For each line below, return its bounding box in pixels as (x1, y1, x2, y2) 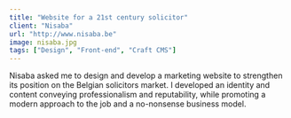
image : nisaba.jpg (9, 37, 77, 47)
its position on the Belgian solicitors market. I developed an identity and (9, 80, 271, 90)
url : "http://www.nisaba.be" (9, 29, 117, 38)
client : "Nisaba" (9, 21, 74, 30)
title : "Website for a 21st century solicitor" (9, 12, 189, 22)
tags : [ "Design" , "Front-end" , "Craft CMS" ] (9, 46, 177, 55)
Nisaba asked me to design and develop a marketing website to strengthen (9, 70, 283, 81)
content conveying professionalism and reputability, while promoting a (9, 90, 266, 100)
